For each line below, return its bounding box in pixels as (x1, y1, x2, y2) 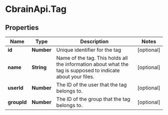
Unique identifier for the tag (56, 46, 121, 53)
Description (80, 38, 109, 45)
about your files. (56, 73, 94, 80)
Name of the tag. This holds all (56, 55, 128, 61)
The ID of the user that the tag (56, 81, 127, 88)
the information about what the (56, 61, 129, 68)
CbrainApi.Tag (5, 3, 66, 15)
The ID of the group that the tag (56, 96, 130, 103)
